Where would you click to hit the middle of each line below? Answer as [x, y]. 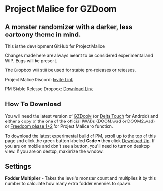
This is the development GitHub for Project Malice [55, 46]
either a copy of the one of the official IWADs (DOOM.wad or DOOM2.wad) [80, 121]
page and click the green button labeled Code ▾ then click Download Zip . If [80, 141]
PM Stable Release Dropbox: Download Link [49, 89]
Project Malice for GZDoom [61, 9]
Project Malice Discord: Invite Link [39, 79]
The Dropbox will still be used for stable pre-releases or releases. [71, 70]
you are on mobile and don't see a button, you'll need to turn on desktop [77, 146]
